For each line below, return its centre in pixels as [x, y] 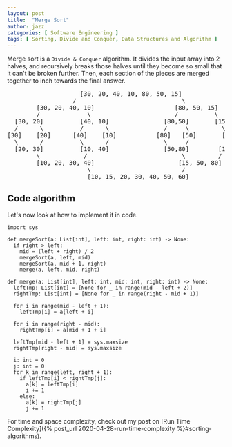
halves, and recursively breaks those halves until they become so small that [115, 66]
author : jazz [26, 26]
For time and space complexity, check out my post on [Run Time [99, 421]
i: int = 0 [29, 360]
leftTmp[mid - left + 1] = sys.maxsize [71, 342]
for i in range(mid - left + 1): [61, 306]
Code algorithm [41, 198]
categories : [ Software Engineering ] [63, 33]
